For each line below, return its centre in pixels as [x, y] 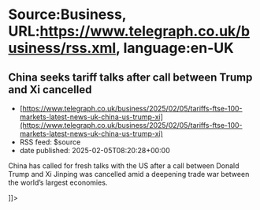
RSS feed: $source [50, 142]
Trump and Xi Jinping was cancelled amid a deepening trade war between [129, 174]
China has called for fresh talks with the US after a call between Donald [124, 166]
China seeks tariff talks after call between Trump [130, 77]
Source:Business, [67, 15]
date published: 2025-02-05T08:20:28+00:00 [95, 150]
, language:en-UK [175, 48]
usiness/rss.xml [62, 48]
